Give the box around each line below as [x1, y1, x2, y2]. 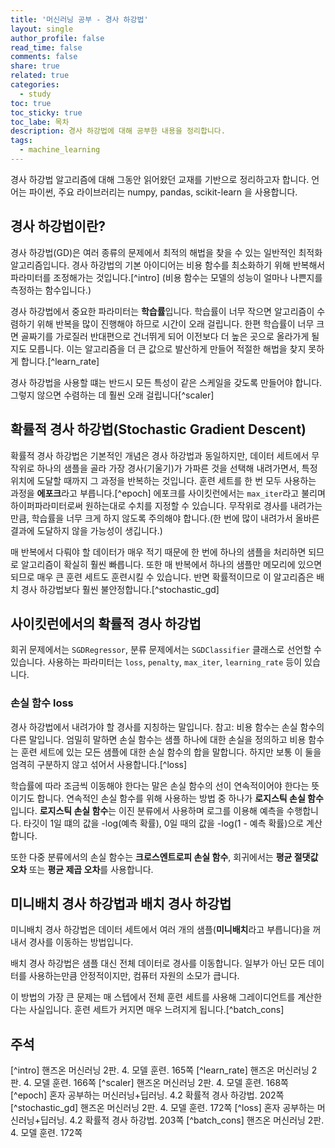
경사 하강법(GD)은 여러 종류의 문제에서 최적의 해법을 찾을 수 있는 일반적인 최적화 [10, 246, 323, 258]
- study [19, 89, 52, 99]
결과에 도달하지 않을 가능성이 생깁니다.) [10, 524, 163, 536]
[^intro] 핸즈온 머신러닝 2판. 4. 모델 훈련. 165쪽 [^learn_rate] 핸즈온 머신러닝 [10, 1064, 310, 1076]
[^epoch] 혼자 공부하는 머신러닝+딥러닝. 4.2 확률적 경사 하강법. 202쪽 [10, 1089, 285, 1101]
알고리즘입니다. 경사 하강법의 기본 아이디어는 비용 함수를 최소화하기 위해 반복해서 [10, 259, 326, 271]
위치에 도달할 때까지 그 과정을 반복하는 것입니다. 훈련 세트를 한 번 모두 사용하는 [10, 474, 317, 486]
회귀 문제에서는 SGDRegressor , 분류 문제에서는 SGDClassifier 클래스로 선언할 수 [10, 644, 322, 656]
